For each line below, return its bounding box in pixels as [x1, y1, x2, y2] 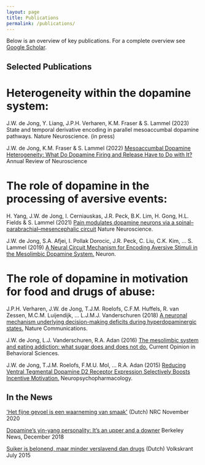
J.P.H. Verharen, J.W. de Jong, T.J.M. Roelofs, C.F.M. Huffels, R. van [6, 305, 179, 312]
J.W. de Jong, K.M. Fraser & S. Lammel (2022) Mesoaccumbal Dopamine [6, 144, 191, 152]
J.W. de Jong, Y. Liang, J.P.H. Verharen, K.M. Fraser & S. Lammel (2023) [6, 119, 189, 126]
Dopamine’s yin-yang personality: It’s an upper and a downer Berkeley [6, 427, 184, 434]
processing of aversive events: [6, 191, 168, 206]
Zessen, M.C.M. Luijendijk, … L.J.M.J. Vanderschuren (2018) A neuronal [6, 311, 187, 319]
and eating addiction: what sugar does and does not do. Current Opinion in [6, 343, 196, 350]
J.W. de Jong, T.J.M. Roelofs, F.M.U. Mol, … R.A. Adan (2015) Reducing [6, 361, 186, 369]
